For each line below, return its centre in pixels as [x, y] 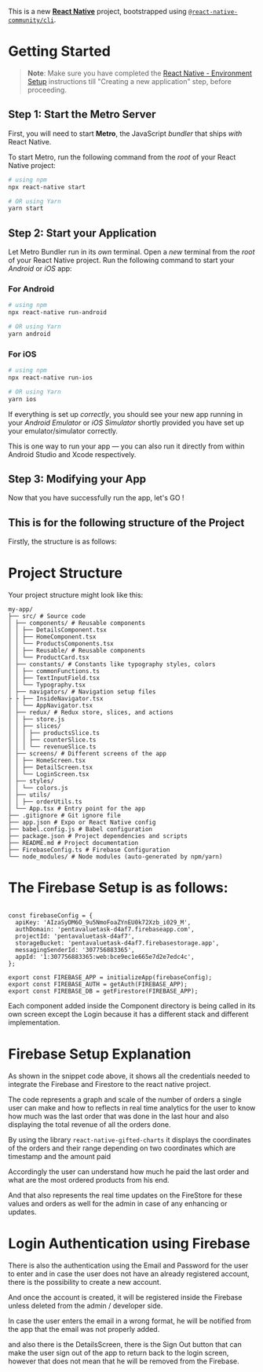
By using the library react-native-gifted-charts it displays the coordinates [130, 1140]
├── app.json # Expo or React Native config [82, 823]
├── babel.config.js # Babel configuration [80, 829]
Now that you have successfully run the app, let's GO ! [96, 498]
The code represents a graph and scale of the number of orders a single [125, 1099]
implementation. [34, 1023]
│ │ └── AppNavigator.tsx [50, 706]
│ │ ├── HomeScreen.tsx [47, 761]
